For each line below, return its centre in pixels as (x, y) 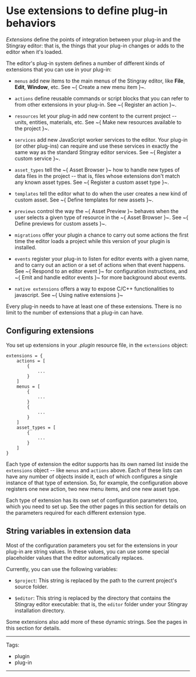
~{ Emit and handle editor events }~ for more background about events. (100, 277)
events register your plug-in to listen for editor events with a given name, (102, 258)
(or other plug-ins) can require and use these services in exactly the (96, 146)
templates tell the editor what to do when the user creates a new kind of (101, 193)
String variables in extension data (69, 531)
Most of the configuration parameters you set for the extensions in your (92, 545)
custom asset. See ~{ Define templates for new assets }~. (84, 200)
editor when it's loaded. (34, 52)
